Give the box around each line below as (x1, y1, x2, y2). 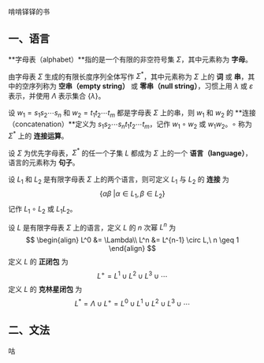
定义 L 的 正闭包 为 (8, 257, 69, 267)
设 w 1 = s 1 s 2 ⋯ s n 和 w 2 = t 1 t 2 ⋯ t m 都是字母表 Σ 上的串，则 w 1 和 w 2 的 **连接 (8, 108, 256, 120)
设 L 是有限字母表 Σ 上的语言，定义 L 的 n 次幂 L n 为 (8, 221, 176, 232)
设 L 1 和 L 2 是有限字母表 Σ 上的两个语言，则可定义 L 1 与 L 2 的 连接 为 (8, 174, 230, 186)
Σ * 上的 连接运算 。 (8, 129, 69, 140)
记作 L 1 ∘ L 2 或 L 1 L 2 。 (8, 204, 77, 215)
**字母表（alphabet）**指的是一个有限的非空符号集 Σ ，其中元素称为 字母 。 (8, 54, 252, 64)
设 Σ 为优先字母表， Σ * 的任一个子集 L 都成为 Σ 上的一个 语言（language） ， (8, 147, 252, 158)
